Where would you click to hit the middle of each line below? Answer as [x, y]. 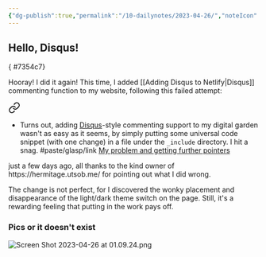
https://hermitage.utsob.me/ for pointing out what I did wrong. [110, 174]
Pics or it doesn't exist [52, 228]
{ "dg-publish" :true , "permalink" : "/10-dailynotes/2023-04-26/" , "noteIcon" [133, 16]
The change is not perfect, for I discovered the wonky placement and [121, 190]
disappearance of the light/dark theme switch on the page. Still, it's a [121, 198]
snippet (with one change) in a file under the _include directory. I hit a [134, 142]
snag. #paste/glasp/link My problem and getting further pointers [125, 150]
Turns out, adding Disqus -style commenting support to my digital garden [139, 125]
